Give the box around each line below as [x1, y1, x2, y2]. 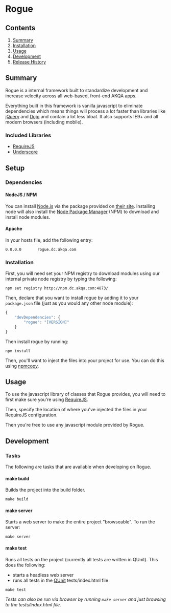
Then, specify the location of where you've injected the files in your [5, 407, 148, 413]
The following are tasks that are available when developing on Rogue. [5, 464, 152, 470]
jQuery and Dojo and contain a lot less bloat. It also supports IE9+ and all [5, 113, 158, 119]
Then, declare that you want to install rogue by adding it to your [5, 295, 139, 301]
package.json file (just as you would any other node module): [5, 300, 133, 306]
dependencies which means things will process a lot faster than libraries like [5, 108, 166, 114]
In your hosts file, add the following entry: [5, 237, 93, 243]
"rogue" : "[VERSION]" [23, 320, 70, 325]
